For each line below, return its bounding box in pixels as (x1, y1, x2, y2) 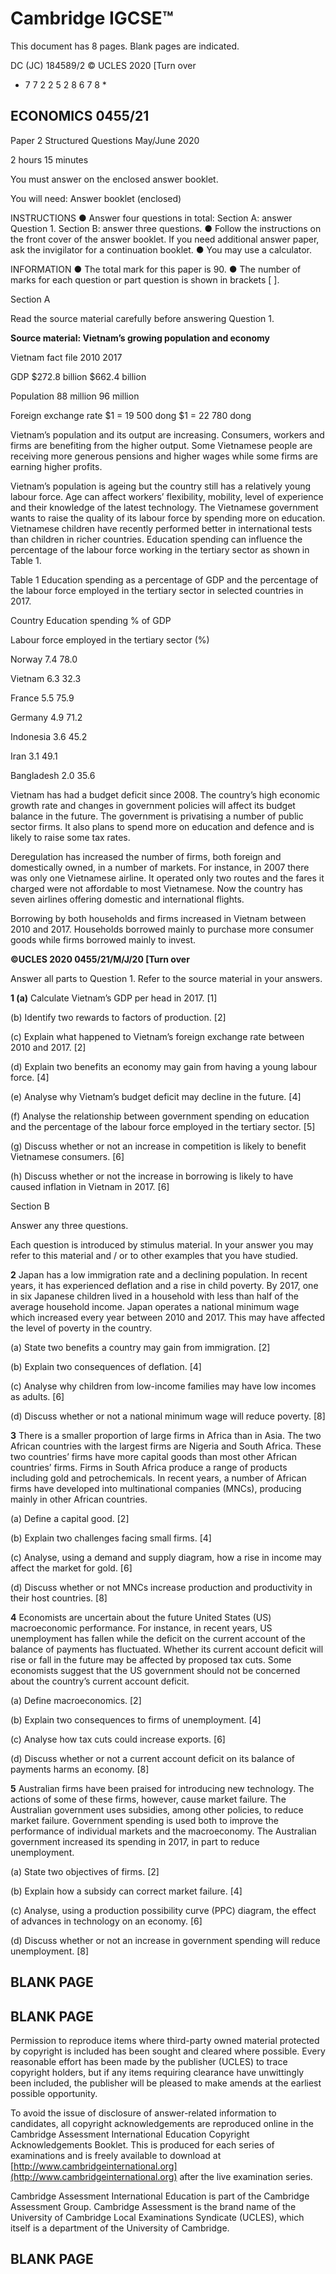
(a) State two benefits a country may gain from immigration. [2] (10, 1341, 271, 1353)
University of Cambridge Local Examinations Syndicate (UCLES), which (10, 2211, 305, 2223)
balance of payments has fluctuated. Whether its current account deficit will (10, 1643, 324, 1655)
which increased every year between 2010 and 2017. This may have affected (10, 1311, 326, 1323)
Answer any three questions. (10, 1219, 129, 1231)
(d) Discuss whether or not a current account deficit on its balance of (10, 1752, 295, 1764)
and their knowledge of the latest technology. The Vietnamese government (10, 501, 319, 513)
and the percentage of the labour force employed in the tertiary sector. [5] (10, 1120, 316, 1132)
